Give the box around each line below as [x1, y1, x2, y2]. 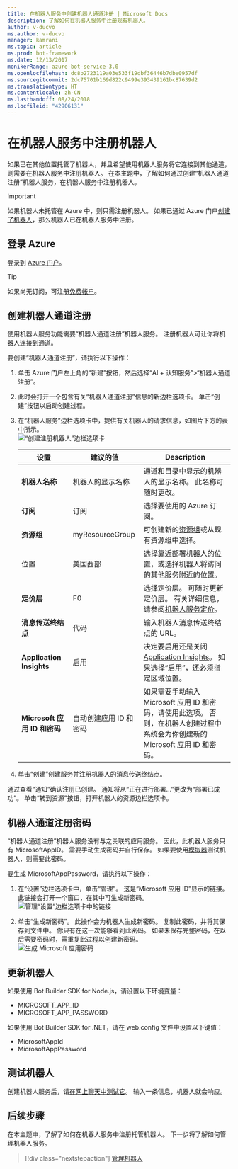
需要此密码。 [31, 855, 69, 863]
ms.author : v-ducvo [7, 30, 65, 38]
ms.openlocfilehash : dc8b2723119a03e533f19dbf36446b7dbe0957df [7, 69, 198, 76]
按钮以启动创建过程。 [26, 401, 89, 410]
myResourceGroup [72, 530, 136, 540]
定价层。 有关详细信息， [143, 594, 224, 604]
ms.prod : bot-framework [7, 50, 78, 57]
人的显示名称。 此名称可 [143, 477, 224, 487]
